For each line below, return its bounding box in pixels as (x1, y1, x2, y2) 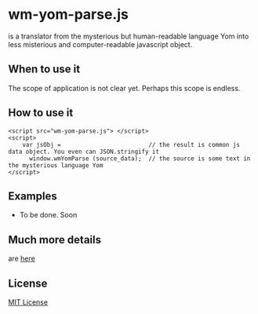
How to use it (8, 106, 74, 119)
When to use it (8, 63, 81, 76)
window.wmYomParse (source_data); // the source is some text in (28, 155, 251, 162)
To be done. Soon (19, 210, 78, 220)
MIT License (8, 298, 49, 307)
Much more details (8, 233, 102, 246)
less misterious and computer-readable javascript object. (8, 39, 193, 49)
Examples (8, 189, 57, 203)
